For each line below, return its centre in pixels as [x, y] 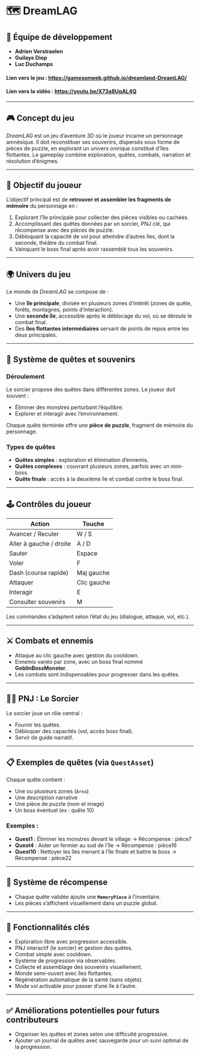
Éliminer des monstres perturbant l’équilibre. [69, 407]
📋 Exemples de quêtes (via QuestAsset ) [80, 763]
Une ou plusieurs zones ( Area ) [52, 792]
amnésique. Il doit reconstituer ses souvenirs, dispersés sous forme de [93, 142]
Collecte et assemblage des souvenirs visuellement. [79, 967]
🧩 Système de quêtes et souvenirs [71, 359]
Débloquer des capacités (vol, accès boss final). [74, 731]
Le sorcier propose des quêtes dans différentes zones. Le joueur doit [91, 389]
